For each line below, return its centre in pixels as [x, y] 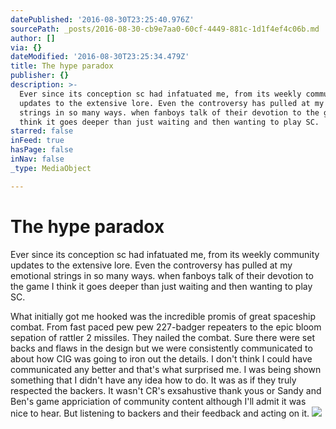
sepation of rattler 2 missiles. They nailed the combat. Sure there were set [162, 337]
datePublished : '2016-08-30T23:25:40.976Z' [102, 19]
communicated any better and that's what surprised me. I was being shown [166, 369]
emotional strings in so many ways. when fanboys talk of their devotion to [162, 275]
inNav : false [37, 159]
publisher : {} [40, 76]
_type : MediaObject [51, 168]
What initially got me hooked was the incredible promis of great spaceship [163, 316]
